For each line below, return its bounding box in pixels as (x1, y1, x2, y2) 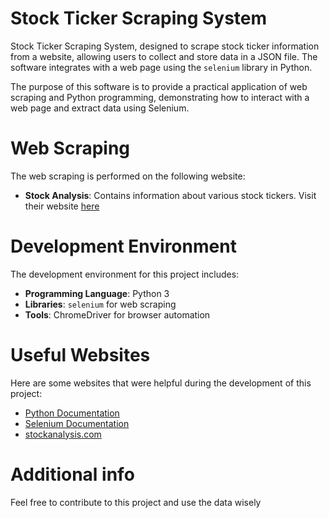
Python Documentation (24, 407, 120, 419)
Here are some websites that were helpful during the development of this (10, 377, 312, 389)
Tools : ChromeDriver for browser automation (24, 308, 211, 321)
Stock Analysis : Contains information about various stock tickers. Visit (24, 189, 317, 201)
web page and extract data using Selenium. (10, 102, 190, 114)
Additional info (10, 463, 135, 486)
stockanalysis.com (24, 428, 102, 440)
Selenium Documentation (24, 417, 130, 429)
